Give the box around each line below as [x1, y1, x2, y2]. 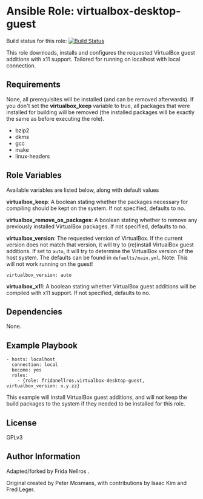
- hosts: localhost [6, 356, 56, 362]
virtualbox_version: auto [6, 272, 72, 278]
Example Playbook [6, 340, 78, 350]
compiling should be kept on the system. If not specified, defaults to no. [6, 205, 186, 212]
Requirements [6, 80, 61, 90]
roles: [12, 372, 28, 379]
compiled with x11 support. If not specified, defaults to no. [6, 289, 151, 296]
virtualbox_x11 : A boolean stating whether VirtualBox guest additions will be [6, 282, 196, 290]
